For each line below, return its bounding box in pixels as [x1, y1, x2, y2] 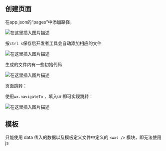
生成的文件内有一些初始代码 [5, 61, 62, 67]
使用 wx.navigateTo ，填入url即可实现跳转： [5, 93, 94, 99]
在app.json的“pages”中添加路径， [5, 19, 75, 25]
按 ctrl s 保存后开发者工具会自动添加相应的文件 [5, 40, 102, 46]
